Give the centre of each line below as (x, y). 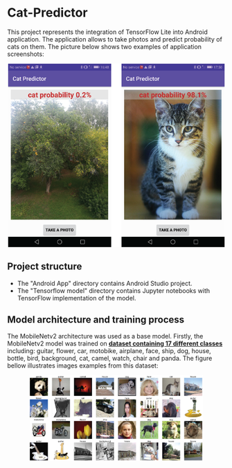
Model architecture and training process (96, 319)
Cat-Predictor (47, 13)
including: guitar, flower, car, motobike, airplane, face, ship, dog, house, (109, 351)
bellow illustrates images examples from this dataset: (83, 366)
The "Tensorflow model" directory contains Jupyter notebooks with (113, 290)
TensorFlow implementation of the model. (77, 298)
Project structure (45, 267)
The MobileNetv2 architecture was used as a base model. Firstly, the (105, 336)
